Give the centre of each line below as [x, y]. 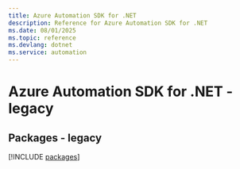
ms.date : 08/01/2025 [43, 30]
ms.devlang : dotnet [41, 45]
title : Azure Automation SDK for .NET [72, 15]
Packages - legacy [55, 138]
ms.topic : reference [43, 38]
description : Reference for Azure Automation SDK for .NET [108, 23]
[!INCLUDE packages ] [44, 157]
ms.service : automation [48, 52]
